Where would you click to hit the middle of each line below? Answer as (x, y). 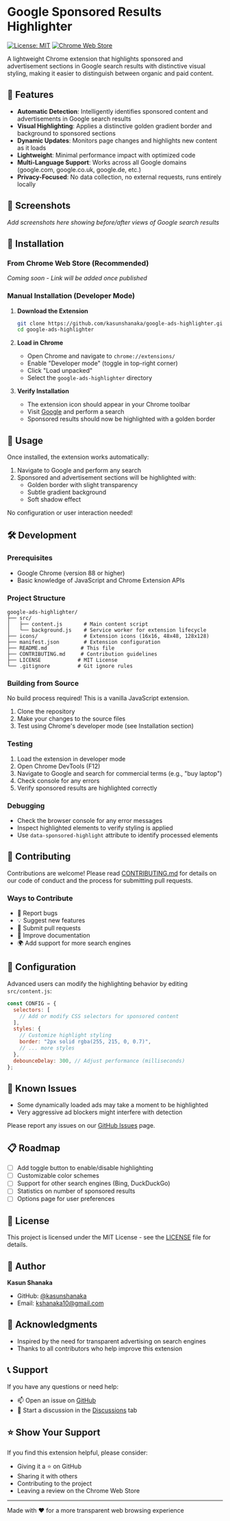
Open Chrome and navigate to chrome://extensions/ (101, 356)
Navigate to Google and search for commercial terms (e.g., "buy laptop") (119, 773)
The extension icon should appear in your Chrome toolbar (108, 404)
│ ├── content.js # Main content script (78, 624)
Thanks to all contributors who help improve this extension (100, 1348)
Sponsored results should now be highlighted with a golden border (121, 419)
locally (26, 184)
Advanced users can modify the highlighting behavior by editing (98, 983)
